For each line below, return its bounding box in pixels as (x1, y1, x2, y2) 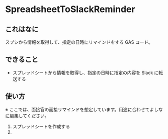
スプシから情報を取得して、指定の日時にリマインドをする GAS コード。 (5, 39, 153, 45)
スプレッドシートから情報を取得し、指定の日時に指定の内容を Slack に (12, 69, 159, 76)
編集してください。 (9, 112, 49, 119)
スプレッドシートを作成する (12, 123, 70, 129)
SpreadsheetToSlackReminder (5, 4, 135, 15)
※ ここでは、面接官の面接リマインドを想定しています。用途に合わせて (5, 106, 150, 112)
